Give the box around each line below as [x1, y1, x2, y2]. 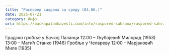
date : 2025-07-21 [5, 12, 42, 17]
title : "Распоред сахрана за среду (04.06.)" [5, 7, 102, 12]
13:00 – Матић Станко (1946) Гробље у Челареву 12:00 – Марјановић [5, 40, 153, 46]
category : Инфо [5, 16, 37, 21]
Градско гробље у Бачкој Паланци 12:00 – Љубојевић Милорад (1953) [5, 35, 156, 41]
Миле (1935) [5, 45, 32, 51]
